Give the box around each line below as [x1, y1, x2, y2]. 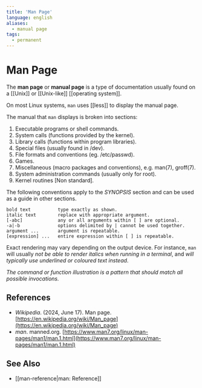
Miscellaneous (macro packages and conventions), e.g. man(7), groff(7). [15, 163, 196, 171]
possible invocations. [6, 274, 59, 282]
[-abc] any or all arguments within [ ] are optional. [6, 217, 180, 223]
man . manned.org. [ [15, 328, 65, 335]
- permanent [11, 37, 42, 43]
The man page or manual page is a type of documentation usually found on [6, 83, 195, 90]
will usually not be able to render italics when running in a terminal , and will [6, 250, 194, 257]
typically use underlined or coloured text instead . [6, 256, 129, 264]
